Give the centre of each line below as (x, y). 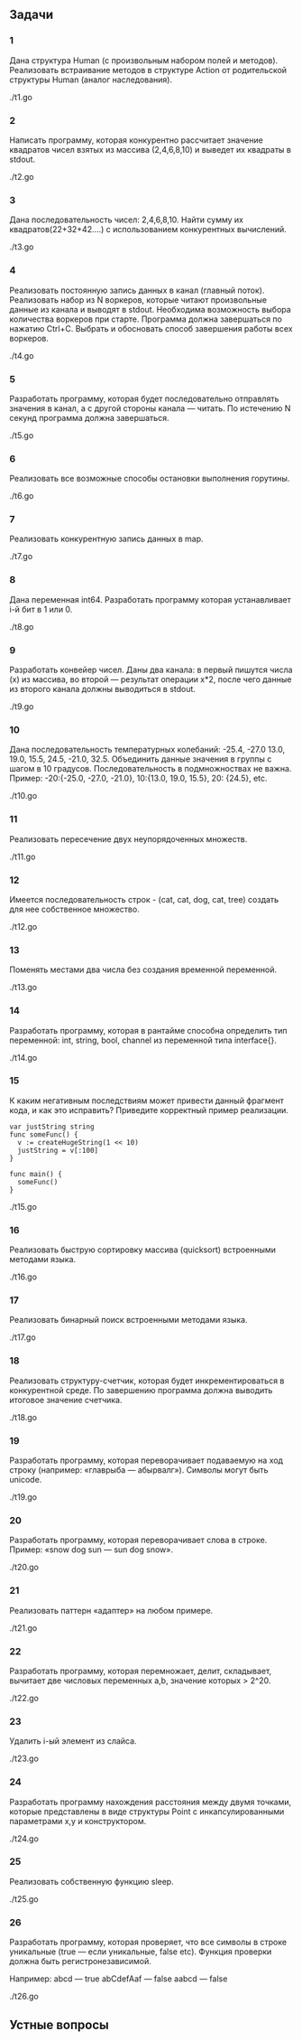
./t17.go (23, 1337)
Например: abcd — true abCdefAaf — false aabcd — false (119, 1979)
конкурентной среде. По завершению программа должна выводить (141, 1390)
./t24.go (24, 1839)
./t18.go (23, 1417)
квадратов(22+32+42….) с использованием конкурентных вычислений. (148, 229)
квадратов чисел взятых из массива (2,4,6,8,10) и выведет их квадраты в (150, 149)
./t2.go (22, 176)
